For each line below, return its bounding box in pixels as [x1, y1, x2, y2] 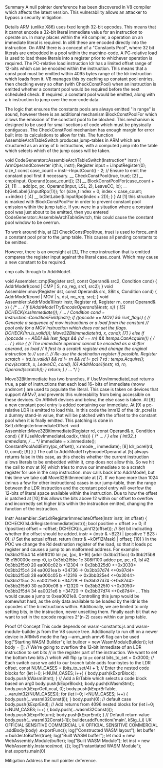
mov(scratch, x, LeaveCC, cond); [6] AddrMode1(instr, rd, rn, [5, 361, 127, 367]
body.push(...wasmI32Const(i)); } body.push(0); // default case [5, 696, 131, 702]
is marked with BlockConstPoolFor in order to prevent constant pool [5, 199, 141, 204]
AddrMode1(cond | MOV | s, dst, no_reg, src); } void [5, 294, 109, 300]
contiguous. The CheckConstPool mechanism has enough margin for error [5, 127, 155, 132]
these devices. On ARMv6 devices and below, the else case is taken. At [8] [5, 397, 155, 402]
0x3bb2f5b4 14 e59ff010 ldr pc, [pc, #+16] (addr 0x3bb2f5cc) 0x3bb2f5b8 [5, 552, 156, 557]
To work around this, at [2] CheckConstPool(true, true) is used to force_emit [5, 229, 157, 235]
